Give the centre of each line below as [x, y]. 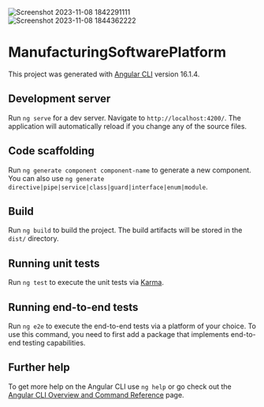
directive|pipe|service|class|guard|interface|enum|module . [108, 187]
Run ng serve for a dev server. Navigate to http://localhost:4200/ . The [125, 117]
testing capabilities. [54, 343]
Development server [59, 99]
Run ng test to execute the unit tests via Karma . [86, 283]
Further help [39, 367]
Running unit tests [54, 263]
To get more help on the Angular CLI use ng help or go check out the [120, 387]
